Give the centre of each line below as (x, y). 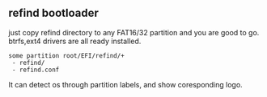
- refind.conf (36, 70)
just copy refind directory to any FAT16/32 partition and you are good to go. (134, 32)
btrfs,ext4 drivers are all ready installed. (75, 41)
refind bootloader (54, 13)
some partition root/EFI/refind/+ (67, 55)
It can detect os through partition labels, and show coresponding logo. (125, 84)
